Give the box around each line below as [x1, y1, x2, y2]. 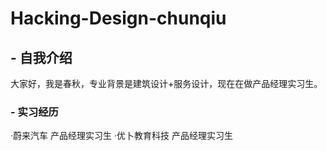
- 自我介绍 [10, 49, 73, 66]
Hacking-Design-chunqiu [10, 7, 227, 30]
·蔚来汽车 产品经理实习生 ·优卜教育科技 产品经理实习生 [10, 130, 233, 142]
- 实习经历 [10, 105, 59, 119]
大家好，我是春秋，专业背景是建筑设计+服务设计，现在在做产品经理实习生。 [10, 78, 323, 89]
